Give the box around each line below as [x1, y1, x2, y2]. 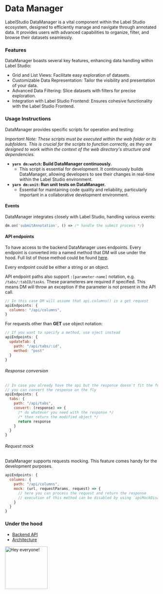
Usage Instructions [5, 115, 51, 122]
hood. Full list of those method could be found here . [5, 255, 109, 261]
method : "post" [14, 348, 45, 353]
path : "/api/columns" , [14, 482, 60, 487]
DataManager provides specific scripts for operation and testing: [5, 126, 134, 132]
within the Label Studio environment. [19, 176, 93, 182]
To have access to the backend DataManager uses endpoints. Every [5, 244, 142, 250]
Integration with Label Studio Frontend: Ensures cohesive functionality [12, 98, 153, 104]
